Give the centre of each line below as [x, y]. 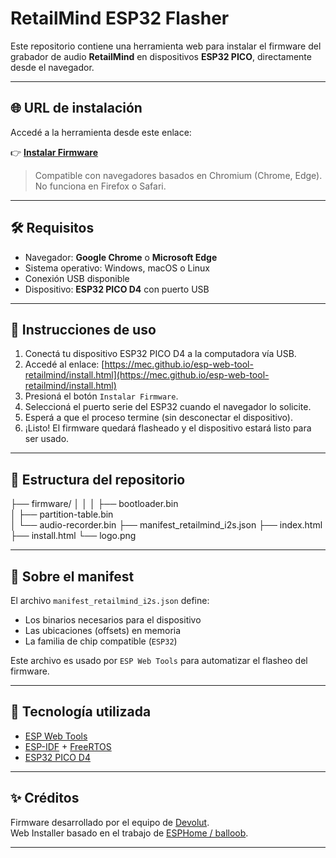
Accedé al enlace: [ [64, 364]
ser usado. [47, 439]
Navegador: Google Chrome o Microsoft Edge [121, 257]
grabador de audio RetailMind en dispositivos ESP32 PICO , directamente [161, 56]
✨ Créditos [45, 798]
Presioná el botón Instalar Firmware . [101, 396]
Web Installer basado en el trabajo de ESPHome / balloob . [129, 833]
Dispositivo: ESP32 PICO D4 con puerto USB [117, 289]
